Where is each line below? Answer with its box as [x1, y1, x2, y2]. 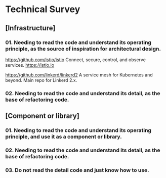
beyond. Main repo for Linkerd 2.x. [5, 77, 77, 83]
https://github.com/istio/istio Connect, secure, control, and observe [5, 57, 146, 63]
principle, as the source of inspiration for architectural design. [5, 45, 161, 52]
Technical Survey [5, 4, 80, 15]
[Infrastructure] [5, 24, 56, 32]
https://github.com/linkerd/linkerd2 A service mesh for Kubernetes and [5, 72, 153, 78]
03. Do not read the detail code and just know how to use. [5, 166, 149, 173]
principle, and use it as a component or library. [5, 133, 122, 140]
